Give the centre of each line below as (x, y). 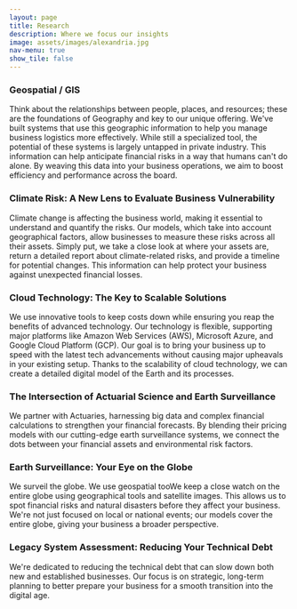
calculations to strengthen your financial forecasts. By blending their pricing (148, 425)
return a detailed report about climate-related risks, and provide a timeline (144, 255)
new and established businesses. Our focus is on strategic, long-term (136, 576)
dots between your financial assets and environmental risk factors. (131, 445)
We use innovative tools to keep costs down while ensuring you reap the (142, 317)
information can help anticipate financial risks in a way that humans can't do (148, 156)
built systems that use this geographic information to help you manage (139, 128)
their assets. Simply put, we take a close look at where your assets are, (139, 246)
